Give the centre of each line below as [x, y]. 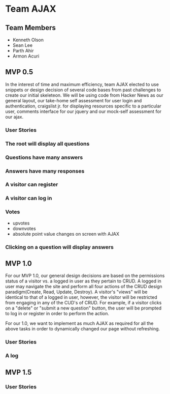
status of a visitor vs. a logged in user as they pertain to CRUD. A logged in [83, 281]
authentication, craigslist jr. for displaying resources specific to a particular [83, 106]
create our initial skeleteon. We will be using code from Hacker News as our [84, 95]
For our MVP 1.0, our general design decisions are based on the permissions [85, 276]
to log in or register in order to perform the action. [57, 314]
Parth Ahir [23, 51]
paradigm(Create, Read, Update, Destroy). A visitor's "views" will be [77, 292]
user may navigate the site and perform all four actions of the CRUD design [84, 287]
